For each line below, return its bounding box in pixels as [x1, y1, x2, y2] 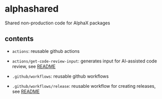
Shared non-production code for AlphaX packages [5, 20, 110, 26]
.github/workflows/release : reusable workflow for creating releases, [12, 83, 156, 89]
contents [5, 35, 34, 43]
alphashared [5, 3, 59, 15]
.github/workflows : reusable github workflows [12, 73, 109, 79]
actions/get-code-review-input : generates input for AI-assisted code [12, 58, 157, 64]
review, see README [12, 63, 56, 69]
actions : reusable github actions [12, 48, 80, 54]
